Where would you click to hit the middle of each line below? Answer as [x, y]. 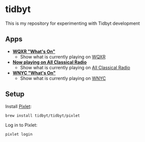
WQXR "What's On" [34, 51]
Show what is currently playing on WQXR [63, 57]
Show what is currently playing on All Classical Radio [75, 67]
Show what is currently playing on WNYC [63, 78]
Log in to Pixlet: [21, 125]
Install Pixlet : [18, 106]
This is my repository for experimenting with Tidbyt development [72, 23]
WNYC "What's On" [34, 73]
